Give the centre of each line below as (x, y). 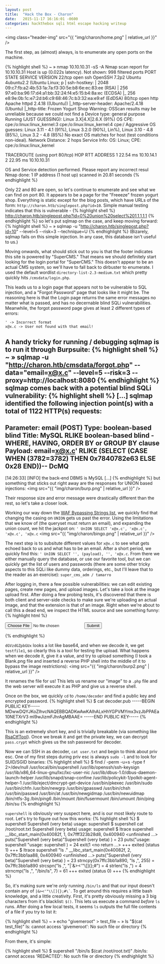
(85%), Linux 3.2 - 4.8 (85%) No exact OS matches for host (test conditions (82, 135)
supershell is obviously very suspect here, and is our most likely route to (79, 813)
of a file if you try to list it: (31, 912)
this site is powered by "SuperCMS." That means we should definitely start (81, 257)
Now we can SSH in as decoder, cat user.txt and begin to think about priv (81, 752)
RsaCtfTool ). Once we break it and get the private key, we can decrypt (76, 737)
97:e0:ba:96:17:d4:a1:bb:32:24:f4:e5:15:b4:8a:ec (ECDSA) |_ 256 (70, 93)
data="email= (27, 372)
